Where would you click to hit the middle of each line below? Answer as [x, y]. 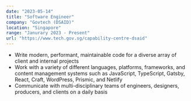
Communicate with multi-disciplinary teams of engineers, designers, [97, 86]
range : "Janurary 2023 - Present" [48, 33]
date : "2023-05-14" [30, 11]
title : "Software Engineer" [40, 17]
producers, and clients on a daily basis [61, 92]
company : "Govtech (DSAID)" [40, 22]
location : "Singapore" [34, 28]
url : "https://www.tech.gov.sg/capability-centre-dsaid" [77, 38]
